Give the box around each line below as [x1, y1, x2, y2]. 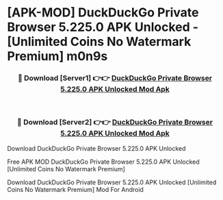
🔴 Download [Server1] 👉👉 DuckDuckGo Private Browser [17, 73, 213, 83]
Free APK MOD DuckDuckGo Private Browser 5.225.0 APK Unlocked [7, 158, 200, 166]
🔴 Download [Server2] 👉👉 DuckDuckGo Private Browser [16, 118, 213, 127]
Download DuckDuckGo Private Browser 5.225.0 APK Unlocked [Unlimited [7, 178, 217, 186]
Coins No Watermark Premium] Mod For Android [7, 185, 144, 193]
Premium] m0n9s [7, 49, 108, 64]
